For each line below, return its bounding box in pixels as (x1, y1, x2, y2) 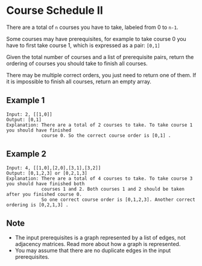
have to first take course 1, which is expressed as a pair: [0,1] (6, 42, 160, 49)
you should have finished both (6, 180, 85, 187)
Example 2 (6, 149, 46, 159)
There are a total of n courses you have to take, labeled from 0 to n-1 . (6, 24, 179, 31)
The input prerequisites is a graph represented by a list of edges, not (14, 234, 186, 241)
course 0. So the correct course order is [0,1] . (41, 132, 171, 139)
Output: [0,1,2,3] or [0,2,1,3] (6, 170, 87, 176)
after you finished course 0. (6, 191, 83, 197)
